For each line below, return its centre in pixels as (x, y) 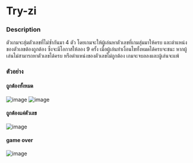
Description (23, 30)
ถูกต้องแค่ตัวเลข (22, 113)
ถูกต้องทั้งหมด (20, 86)
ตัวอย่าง (15, 71)
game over (20, 140)
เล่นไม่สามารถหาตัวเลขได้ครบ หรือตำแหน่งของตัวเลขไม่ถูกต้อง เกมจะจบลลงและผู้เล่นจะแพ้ (93, 56)
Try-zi (21, 11)
